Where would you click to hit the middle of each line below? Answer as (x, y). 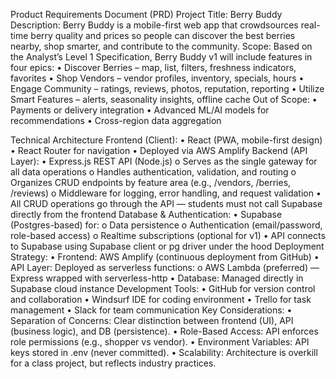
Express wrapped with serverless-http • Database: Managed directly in (157, 278)
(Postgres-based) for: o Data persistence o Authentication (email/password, (166, 225)
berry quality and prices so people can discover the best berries (163, 35)
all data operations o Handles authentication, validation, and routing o (153, 172)
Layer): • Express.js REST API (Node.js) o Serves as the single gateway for (164, 161)
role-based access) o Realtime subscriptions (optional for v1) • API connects (168, 235)
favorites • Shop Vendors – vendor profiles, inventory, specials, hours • (157, 78)
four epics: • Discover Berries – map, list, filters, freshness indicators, (153, 67)
